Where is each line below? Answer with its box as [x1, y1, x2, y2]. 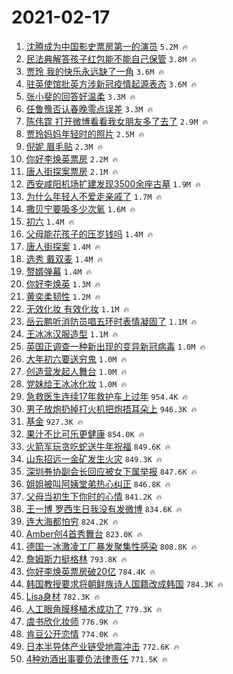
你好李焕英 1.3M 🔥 [25, 277, 101, 290]
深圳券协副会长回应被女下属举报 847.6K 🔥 [25, 465, 198, 477]
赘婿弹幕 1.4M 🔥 [25, 265, 93, 277]
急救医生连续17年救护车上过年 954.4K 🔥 [25, 390, 189, 402]
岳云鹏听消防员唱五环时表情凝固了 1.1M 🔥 [25, 315, 198, 327]
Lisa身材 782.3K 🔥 [25, 590, 101, 602]
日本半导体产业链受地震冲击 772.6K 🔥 [25, 640, 180, 652]
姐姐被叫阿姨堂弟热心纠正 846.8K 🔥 [25, 477, 171, 490]
